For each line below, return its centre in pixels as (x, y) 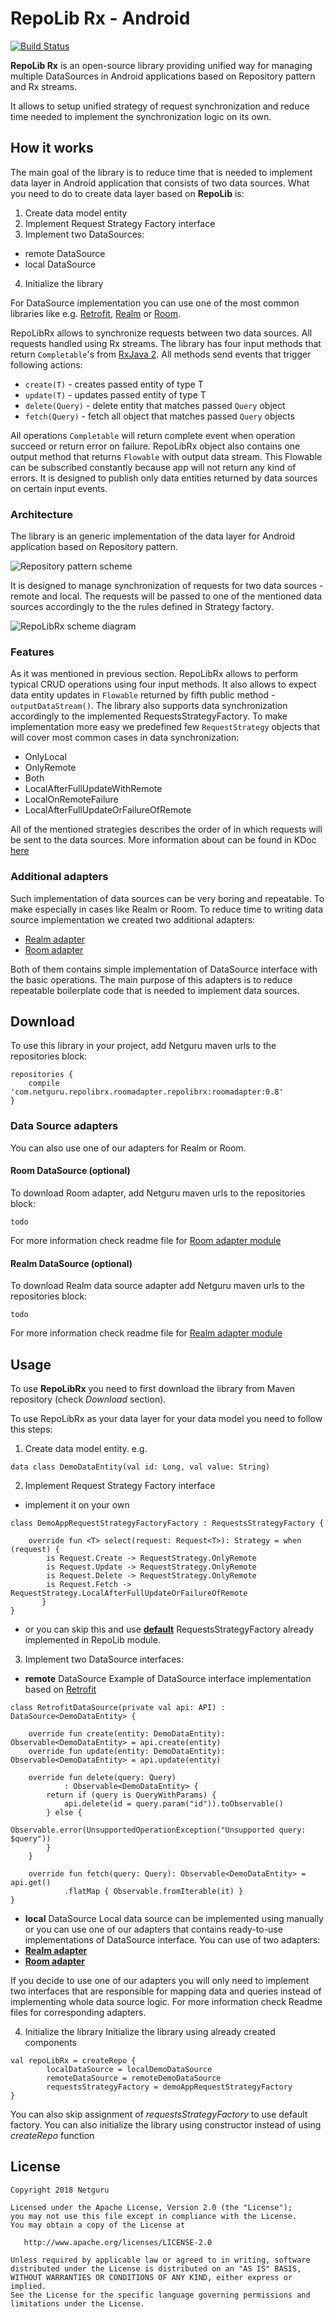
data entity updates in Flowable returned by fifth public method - (143, 695)
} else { (64, 1812)
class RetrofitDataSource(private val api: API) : (118, 1707)
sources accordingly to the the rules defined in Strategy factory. (142, 607)
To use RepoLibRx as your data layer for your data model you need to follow (166, 1418)
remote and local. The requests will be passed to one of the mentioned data (166, 596)
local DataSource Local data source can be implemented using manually (174, 1918)
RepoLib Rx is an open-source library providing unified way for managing (161, 65)
